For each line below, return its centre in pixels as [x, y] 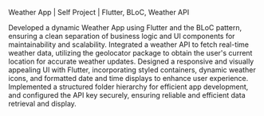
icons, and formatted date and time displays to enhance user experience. [128, 78]
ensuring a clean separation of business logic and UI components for [122, 36]
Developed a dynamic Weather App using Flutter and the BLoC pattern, [125, 27]
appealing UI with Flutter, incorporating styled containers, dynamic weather [132, 70]
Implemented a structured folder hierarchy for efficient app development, [128, 87]
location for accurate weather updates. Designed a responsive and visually [131, 61]
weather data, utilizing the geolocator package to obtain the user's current [130, 53]
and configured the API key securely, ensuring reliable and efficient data [127, 95]
